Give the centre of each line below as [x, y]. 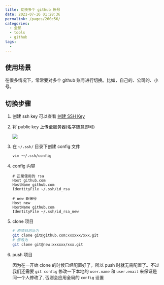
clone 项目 [23, 221]
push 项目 [22, 254]
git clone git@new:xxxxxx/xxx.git [48, 245]
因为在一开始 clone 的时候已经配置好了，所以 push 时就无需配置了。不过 [86, 265]
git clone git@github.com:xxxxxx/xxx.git [55, 235]
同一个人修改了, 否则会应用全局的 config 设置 [58, 277]
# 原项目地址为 [26, 231]
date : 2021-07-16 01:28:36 [33, 14]
